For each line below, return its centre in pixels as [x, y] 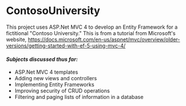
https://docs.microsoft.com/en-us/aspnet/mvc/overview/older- [104, 39]
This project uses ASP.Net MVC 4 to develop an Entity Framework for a [92, 27]
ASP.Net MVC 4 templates [46, 72]
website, [16, 39]
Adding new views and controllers [56, 78]
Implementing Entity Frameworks [55, 85]
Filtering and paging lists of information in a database [79, 97]
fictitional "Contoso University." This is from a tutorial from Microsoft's [91, 33]
